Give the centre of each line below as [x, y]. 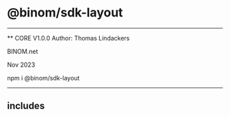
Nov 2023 [21, 65]
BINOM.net [23, 51]
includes [26, 106]
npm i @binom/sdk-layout [43, 78]
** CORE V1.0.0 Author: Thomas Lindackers [68, 38]
